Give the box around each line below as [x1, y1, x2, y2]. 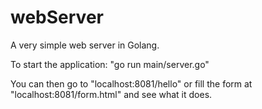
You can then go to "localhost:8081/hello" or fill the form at [10, 77, 253, 90]
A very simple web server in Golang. [10, 39, 160, 51]
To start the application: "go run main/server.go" [10, 58, 210, 70]
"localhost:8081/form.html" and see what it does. [10, 88, 213, 100]
